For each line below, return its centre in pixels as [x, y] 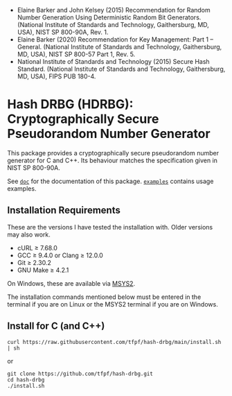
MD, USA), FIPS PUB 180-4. [56, 76]
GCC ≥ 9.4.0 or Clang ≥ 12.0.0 [60, 255]
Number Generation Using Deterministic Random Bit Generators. [109, 17]
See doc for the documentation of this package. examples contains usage [110, 181]
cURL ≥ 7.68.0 [37, 248]
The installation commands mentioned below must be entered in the [104, 297]
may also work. [29, 234]
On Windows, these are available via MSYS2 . [71, 283]
